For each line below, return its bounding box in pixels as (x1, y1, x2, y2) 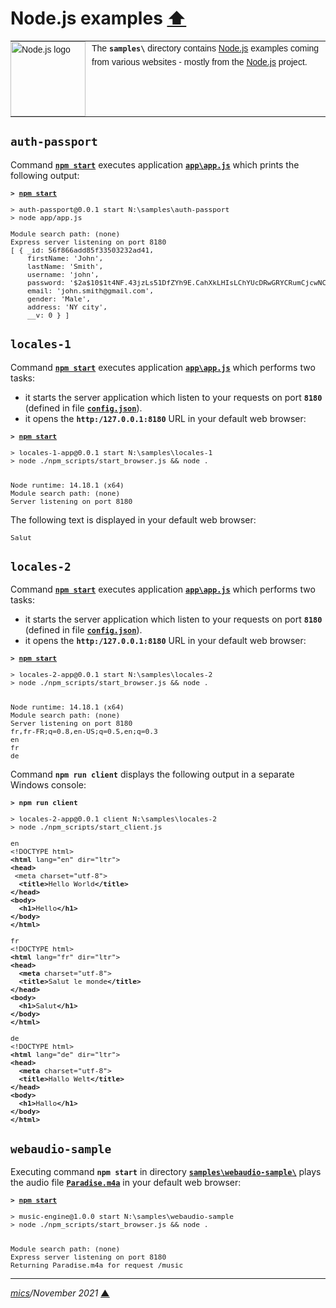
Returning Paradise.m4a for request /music (10, 1261, 184, 1271)
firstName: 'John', (26, 253, 104, 263)
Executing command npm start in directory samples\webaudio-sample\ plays (10, 1166, 322, 1178)
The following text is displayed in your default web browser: (10, 513, 257, 526)
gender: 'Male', (26, 294, 91, 304)
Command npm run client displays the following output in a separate (10, 768, 295, 781)
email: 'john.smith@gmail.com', (26, 286, 155, 296)
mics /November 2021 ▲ (10, 1287, 110, 1299)
